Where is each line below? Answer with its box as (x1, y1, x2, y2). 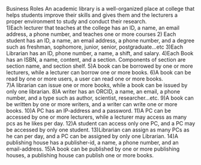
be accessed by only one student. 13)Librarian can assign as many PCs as (6, 126, 190, 133)
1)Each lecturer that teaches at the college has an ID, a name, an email (6, 24, 180, 31)
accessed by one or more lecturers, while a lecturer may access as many (6, 113, 187, 121)
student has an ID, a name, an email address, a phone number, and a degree (6, 37, 195, 44)
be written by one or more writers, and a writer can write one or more (6, 101, 178, 107)
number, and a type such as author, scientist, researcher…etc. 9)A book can (6, 94, 194, 101)
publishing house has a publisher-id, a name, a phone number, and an (6, 139, 179, 146)
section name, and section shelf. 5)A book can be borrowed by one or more (6, 62, 193, 70)
